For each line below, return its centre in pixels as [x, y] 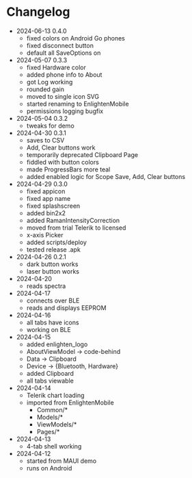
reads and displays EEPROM [66, 308]
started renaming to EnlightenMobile [78, 104]
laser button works [53, 271]
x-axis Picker [45, 235]
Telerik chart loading [55, 395]
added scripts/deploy [56, 242]
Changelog [38, 12]
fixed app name [49, 198]
